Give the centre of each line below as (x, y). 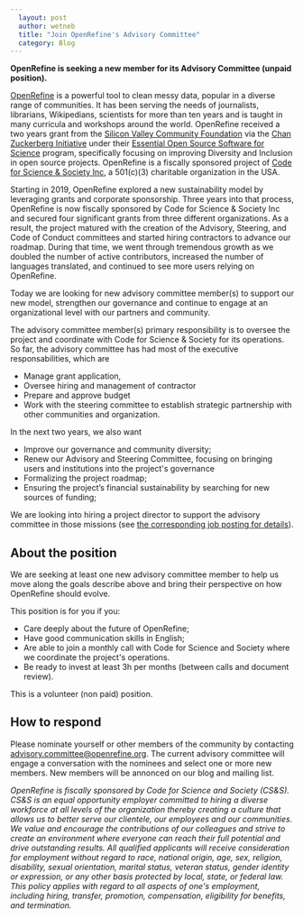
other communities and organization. (92, 415)
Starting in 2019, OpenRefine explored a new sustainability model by (137, 189)
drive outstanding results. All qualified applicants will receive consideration (150, 848)
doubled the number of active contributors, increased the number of (137, 257)
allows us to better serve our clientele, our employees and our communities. (151, 819)
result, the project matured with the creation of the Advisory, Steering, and (148, 228)
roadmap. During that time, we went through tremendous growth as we (142, 247)
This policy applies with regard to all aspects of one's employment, (135, 886)
